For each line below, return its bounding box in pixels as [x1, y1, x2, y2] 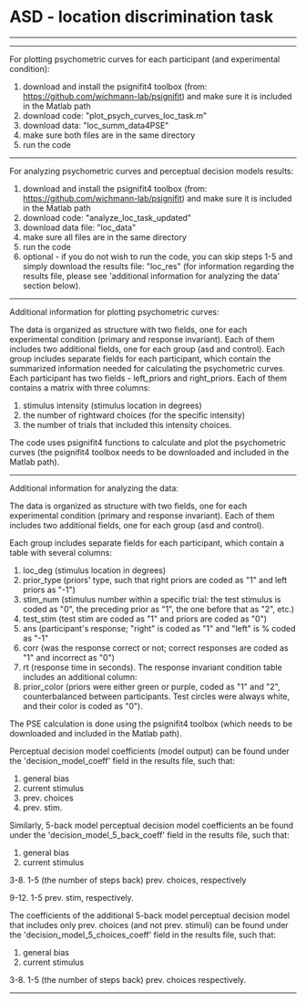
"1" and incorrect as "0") [22, 652, 116, 663]
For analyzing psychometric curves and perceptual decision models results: [9, 165, 294, 176]
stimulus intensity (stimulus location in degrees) [22, 400, 202, 411]
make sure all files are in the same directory [22, 231, 187, 243]
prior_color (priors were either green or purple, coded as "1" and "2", [22, 681, 280, 692]
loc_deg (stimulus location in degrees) [22, 564, 167, 576]
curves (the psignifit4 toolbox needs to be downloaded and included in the [9, 446, 290, 457]
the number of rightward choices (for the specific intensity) [22, 409, 246, 421]
